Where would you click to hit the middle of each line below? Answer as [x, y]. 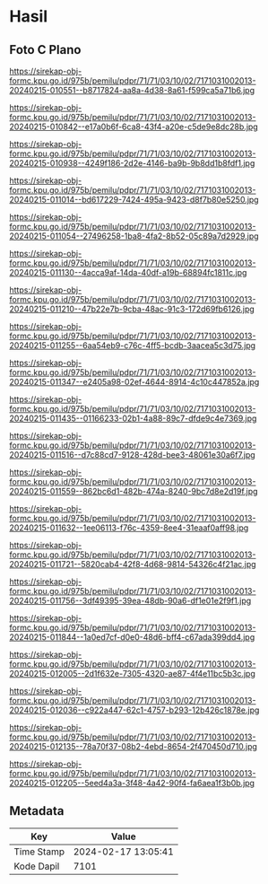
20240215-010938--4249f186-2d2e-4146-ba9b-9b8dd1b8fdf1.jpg [132, 163]
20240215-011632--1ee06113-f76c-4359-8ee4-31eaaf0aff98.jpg [129, 528]
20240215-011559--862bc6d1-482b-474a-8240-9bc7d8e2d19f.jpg [134, 491]
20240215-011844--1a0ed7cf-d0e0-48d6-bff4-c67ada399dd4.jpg [132, 637]
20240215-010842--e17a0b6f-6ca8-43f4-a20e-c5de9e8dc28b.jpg [134, 127]
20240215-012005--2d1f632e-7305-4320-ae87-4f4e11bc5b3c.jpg [132, 674]
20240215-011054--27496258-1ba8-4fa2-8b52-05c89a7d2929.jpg [134, 236]
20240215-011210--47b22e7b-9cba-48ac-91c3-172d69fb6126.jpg [132, 309]
